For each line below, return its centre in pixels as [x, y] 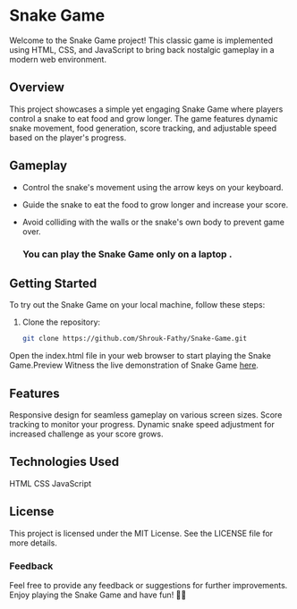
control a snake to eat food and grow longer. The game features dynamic [144, 118]
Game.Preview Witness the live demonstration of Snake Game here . [134, 365]
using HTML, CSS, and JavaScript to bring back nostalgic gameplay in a [142, 49]
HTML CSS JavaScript [51, 483]
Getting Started [53, 283]
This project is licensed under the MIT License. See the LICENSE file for [141, 533]
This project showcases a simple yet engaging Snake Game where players [146, 109]
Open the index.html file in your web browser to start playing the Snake [140, 356]
